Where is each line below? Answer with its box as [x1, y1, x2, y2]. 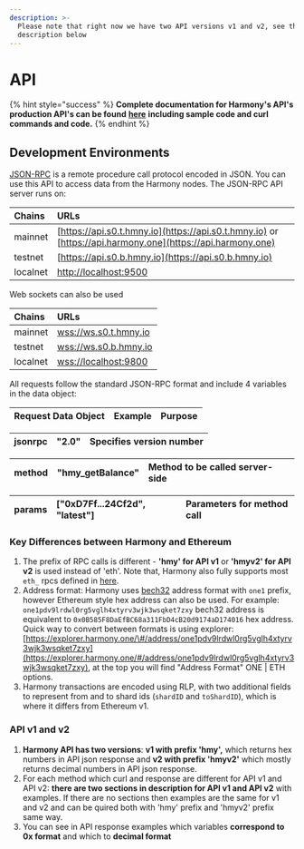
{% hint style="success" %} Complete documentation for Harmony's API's [9, 99, 294, 110]
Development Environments [9, 144, 170, 160]
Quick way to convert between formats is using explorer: [22, 623, 234, 635]
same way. [22, 811, 63, 822]
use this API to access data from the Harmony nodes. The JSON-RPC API [9, 179, 283, 190]
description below [17, 30, 88, 39]
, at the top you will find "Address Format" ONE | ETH [87, 662, 286, 673]
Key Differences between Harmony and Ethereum [9, 536, 233, 549]
